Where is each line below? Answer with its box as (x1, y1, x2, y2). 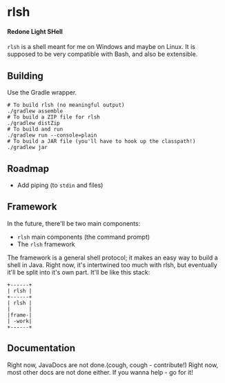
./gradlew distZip (7, 120, 60, 127)
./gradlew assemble (7, 108, 63, 115)
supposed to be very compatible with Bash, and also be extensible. (7, 50, 198, 59)
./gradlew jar (7, 144, 48, 151)
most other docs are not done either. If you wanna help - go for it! (7, 368, 193, 376)
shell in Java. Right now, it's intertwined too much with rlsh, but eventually (7, 260, 217, 269)
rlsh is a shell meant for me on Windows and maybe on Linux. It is (7, 43, 195, 51)
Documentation (7, 342, 76, 354)
